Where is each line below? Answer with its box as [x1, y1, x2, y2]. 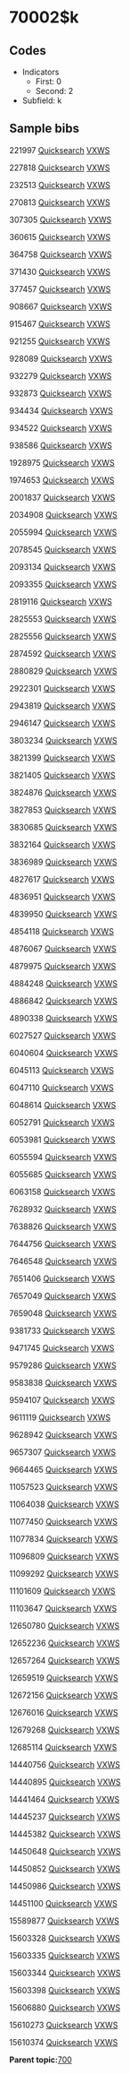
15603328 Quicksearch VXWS [9, 1932, 120, 1943]
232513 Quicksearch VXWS [9, 179, 111, 190]
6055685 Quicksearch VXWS [9, 1168, 118, 1180]
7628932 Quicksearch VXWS [9, 1203, 118, 1214]
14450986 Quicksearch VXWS [9, 1880, 121, 1891]
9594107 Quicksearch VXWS [9, 1394, 116, 1405]
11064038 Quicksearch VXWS [9, 1499, 119, 1510]
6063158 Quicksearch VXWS [9, 1186, 116, 1197]
